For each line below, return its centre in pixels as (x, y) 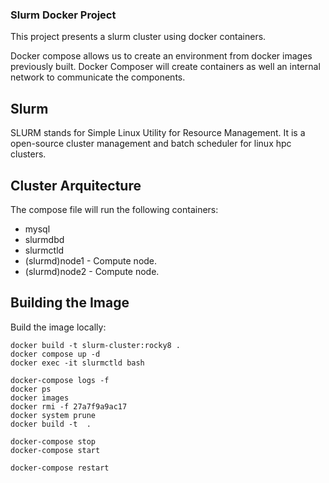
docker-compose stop (53, 441)
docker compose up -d (55, 354)
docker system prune (53, 415)
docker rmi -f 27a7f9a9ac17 (69, 406)
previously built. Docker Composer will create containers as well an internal (165, 67)
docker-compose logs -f (60, 380)
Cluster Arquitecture (76, 185)
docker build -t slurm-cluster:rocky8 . (96, 345)
